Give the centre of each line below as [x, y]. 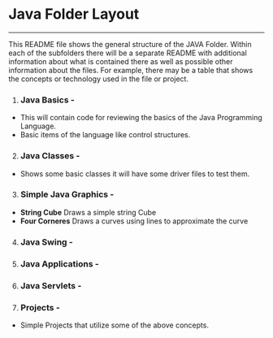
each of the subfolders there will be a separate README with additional [128, 53]
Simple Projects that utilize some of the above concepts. [115, 325]
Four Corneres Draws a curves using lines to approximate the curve [134, 221]
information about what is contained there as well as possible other [121, 61]
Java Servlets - [51, 285]
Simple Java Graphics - [67, 194]
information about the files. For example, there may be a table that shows [131, 70]
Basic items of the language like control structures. [105, 135]
